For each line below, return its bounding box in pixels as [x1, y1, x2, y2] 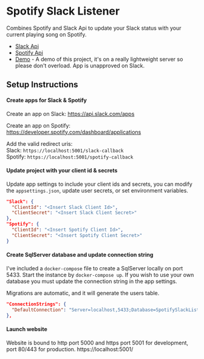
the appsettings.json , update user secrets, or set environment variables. [6, 186, 188, 194]
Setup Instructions [6, 80, 78, 90]
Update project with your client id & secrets [6, 167, 118, 174]
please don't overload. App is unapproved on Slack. [15, 62, 145, 69]
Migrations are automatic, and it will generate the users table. [6, 289, 160, 296]
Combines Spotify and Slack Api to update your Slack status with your [6, 24, 182, 32]
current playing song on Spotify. [6, 30, 87, 38]
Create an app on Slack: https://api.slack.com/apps [6, 110, 135, 117]
